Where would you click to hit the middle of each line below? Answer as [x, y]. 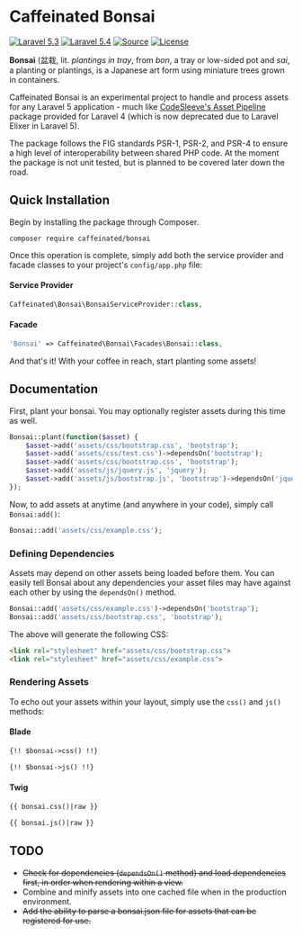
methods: [27, 711]
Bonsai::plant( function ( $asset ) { [74, 437]
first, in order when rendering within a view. [103, 882]
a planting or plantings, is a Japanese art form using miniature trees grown [147, 70]
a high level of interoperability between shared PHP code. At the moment [144, 153]
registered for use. [57, 921]
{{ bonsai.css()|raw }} [54, 806]
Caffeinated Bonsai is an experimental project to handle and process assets [149, 97]
